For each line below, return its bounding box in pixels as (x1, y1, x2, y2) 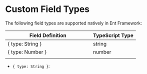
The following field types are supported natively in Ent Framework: (5, 20, 142, 26)
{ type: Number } (7, 48, 47, 55)
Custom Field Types (5, 3, 90, 15)
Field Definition (29, 31, 66, 38)
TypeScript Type (93, 31, 133, 38)
